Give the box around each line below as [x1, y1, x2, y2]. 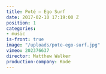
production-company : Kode [6, 58, 71, 64]
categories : [6, 25, 36, 32]
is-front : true [6, 36, 44, 42]
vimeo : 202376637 [6, 48, 50, 54]
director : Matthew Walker [6, 53, 71, 59]
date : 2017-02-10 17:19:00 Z [6, 14, 79, 20]
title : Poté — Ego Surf [6, 8, 66, 15]
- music [6, 31, 26, 37]
